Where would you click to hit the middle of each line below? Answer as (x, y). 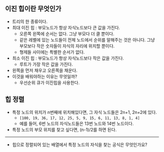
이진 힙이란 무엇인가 (33, 9)
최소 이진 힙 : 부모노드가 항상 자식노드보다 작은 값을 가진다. (68, 58)
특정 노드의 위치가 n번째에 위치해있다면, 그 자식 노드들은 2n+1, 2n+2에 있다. (84, 112)
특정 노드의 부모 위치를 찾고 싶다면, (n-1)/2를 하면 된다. (64, 130)
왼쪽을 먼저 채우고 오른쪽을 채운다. (45, 70)
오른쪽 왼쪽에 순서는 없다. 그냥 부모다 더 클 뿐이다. (67, 34)
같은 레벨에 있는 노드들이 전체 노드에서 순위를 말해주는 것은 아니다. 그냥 (87, 40)
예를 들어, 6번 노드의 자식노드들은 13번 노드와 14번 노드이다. (77, 123)
